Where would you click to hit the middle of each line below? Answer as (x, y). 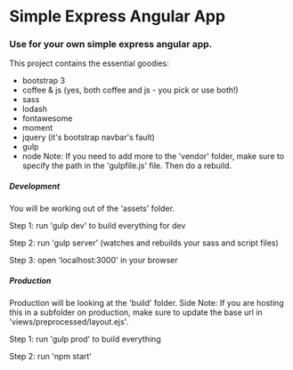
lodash (34, 109)
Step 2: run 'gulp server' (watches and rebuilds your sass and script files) (144, 243)
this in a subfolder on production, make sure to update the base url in (136, 312)
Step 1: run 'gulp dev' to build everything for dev (98, 226)
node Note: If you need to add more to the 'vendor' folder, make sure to (153, 157)
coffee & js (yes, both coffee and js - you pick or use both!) (130, 90)
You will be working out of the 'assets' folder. (92, 209)
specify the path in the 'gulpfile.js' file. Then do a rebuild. (126, 165)
